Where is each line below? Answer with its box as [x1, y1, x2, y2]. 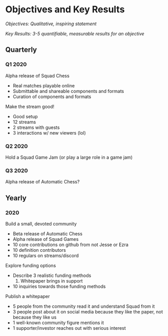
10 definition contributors [12, 247, 66, 253]
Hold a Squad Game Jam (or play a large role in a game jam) [5, 154, 133, 160]
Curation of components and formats [12, 94, 91, 100]
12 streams [12, 119, 36, 125]
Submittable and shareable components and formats [12, 88, 124, 94]
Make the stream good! [5, 103, 55, 109]
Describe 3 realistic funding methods [12, 272, 91, 278]
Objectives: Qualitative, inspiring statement [5, 21, 97, 27]
